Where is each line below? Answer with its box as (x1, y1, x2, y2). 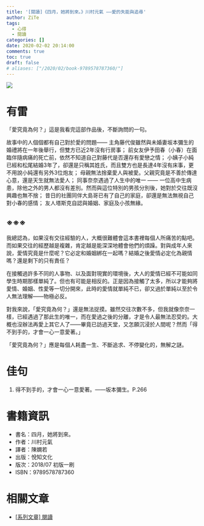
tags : (6, 20, 20, 26)
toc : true (6, 54, 32, 60)
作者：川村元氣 (15, 438, 53, 445)
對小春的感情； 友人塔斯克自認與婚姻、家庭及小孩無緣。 (6, 200, 146, 207)
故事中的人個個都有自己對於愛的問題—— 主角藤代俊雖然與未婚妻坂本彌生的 (6, 139, 194, 146)
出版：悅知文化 (15, 453, 53, 460)
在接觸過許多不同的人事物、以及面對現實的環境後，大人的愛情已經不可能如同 (6, 270, 198, 277)
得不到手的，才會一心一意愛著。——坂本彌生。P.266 (15, 386, 148, 393)
